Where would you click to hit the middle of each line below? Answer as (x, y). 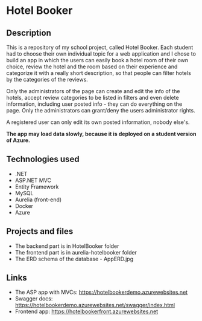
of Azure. (18, 140)
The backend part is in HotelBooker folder (67, 246)
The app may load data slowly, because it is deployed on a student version (101, 134)
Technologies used (43, 159)
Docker (24, 206)
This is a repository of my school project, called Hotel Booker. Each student (100, 47)
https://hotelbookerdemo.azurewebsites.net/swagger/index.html (95, 305)
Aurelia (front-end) (38, 199)
